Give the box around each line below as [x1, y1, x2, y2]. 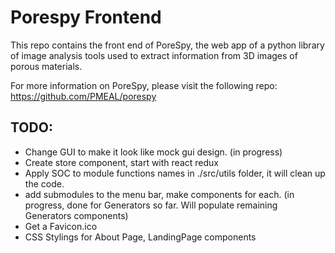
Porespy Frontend [10, 6, 162, 29]
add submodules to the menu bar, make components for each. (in [24, 188, 295, 200]
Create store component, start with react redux [24, 156, 219, 168]
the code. [24, 177, 65, 190]
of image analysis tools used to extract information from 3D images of [10, 49, 298, 61]
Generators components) [24, 209, 129, 221]
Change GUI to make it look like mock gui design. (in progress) [24, 146, 283, 158]
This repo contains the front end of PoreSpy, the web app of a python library [10, 39, 325, 51]
